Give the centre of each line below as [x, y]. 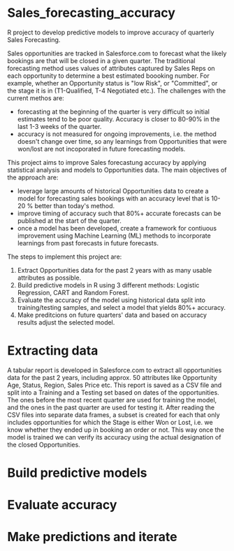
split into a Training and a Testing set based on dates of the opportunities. [114, 392]
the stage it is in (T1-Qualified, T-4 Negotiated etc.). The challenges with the [117, 90]
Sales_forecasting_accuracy [92, 13]
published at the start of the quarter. [70, 220]
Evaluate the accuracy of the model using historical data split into [111, 300]
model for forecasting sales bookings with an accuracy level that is [114, 198]
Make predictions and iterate [92, 537]
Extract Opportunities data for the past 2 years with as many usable [115, 270]
